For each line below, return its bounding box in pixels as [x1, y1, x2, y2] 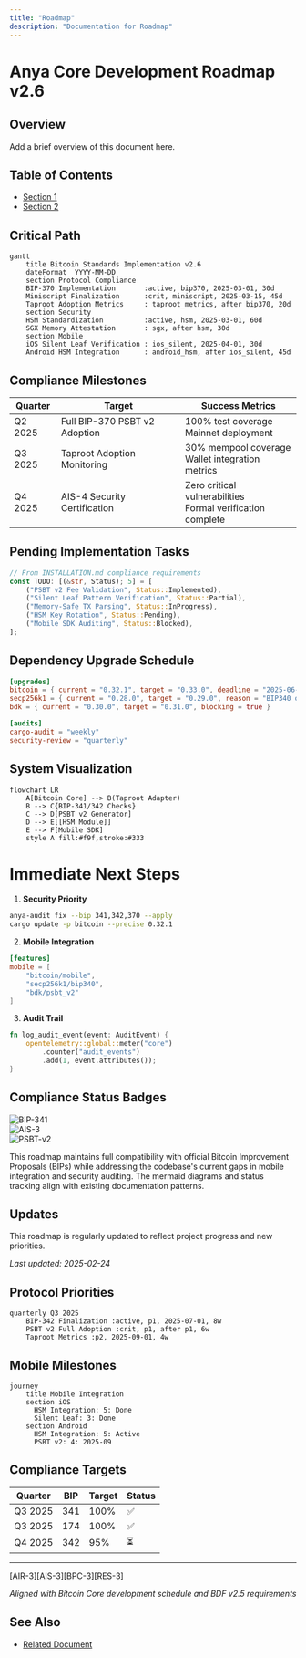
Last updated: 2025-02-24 [9, 1258, 111, 1269]
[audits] [9, 719, 43, 728]
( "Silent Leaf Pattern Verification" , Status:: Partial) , [25, 594, 247, 603]
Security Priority [22, 893, 87, 904]
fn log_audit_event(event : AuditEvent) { [9, 1030, 169, 1040]
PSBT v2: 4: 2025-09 [33, 1438, 112, 1447]
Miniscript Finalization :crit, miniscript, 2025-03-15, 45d [25, 292, 283, 301]
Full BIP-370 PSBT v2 [60, 414, 155, 427]
